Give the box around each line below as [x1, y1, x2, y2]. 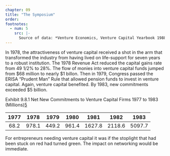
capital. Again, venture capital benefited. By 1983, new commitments [5, 81, 148, 87]
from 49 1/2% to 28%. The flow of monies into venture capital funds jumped [5, 65, 164, 71]
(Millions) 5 [5, 102, 27, 108]
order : [5, 17, 19, 22]
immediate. [5, 145, 29, 151]
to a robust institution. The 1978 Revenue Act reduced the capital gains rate [5, 60, 162, 66]
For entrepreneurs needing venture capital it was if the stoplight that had [5, 135, 156, 141]
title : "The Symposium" [5, 12, 56, 17]
